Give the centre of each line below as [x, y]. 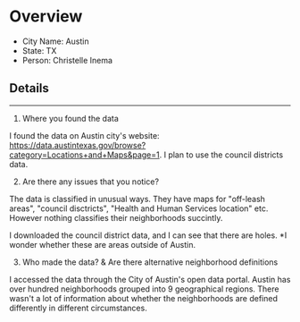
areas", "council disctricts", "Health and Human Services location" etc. [139, 208]
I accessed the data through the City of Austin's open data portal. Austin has [150, 279]
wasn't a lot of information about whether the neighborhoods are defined [144, 298]
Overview [46, 17]
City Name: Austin [55, 41]
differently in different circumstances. [78, 308]
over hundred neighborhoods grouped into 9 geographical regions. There [144, 289]
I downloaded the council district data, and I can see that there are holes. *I [148, 235]
